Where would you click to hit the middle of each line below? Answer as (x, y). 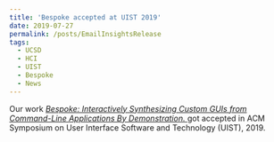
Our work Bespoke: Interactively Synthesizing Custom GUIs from (128, 108)
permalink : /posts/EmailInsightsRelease (86, 34)
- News (29, 83)
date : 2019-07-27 (42, 26)
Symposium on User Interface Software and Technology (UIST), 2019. (137, 127)
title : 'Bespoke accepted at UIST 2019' (86, 17)
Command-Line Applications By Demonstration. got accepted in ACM (137, 118)
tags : (19, 42)
